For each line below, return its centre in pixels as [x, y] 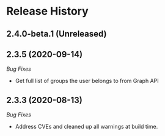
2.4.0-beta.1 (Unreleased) [57, 34]
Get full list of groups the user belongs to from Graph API [87, 81]
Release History [47, 11]
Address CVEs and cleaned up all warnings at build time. [86, 127]
